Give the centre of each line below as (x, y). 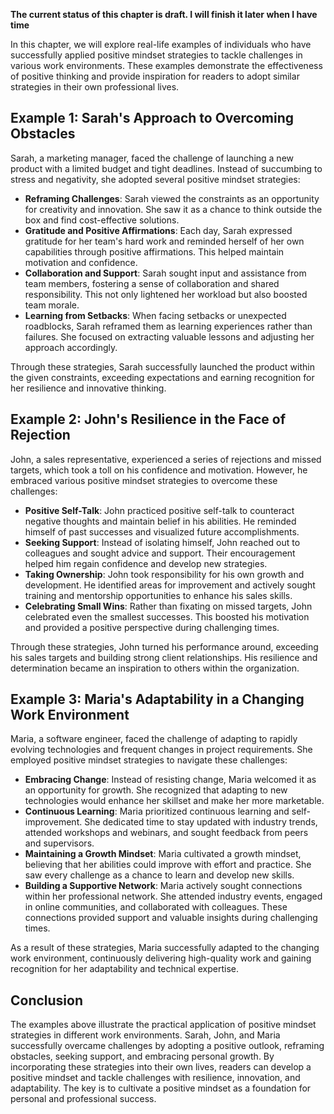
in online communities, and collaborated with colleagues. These (156, 907)
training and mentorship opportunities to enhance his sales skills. (158, 595)
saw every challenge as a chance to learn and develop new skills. (159, 875)
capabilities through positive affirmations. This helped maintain (154, 251)
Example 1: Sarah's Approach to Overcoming (152, 118)
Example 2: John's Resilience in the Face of (148, 419)
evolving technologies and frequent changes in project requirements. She (161, 750)
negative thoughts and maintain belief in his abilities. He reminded (160, 521)
